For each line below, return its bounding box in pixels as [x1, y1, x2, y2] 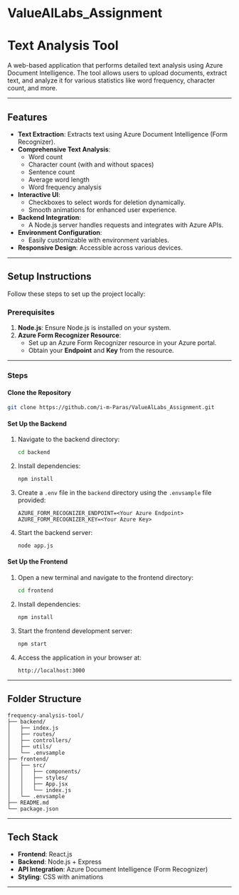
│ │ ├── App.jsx [7, 780, 69, 788]
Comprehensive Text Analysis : [17, 144, 111, 154]
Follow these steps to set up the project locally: [7, 290, 146, 298]
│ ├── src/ [7, 761, 46, 769]
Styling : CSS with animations [17, 873, 104, 881]
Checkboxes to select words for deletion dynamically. [28, 198, 186, 206]
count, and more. [7, 84, 58, 92]
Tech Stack [7, 831, 58, 843]
